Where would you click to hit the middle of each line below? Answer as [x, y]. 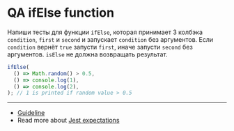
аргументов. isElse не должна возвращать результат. [87, 54]
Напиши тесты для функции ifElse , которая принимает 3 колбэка [105, 32]
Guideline [31, 113]
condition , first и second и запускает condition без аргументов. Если [110, 39]
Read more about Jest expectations [68, 121]
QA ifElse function [61, 13]
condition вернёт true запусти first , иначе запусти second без [100, 47]
